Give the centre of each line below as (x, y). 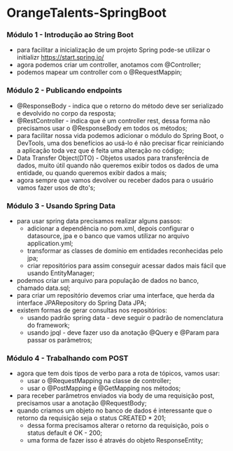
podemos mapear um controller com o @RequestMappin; (99, 72)
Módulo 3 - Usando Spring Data (61, 206)
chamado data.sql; (43, 288)
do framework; (48, 325)
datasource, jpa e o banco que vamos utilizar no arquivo (108, 236)
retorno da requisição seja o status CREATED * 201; (91, 418)
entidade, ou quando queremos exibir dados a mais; (92, 172)
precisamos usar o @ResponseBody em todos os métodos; (102, 128)
